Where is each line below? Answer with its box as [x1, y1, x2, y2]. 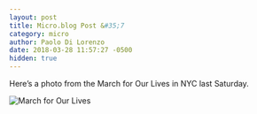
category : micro [9, 29, 69, 38]
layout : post [9, 12, 58, 22]
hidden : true [9, 54, 58, 63]
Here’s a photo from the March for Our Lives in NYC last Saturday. [9, 79, 250, 88]
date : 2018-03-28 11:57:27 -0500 [9, 46, 133, 55]
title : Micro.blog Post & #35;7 [9, 21, 125, 30]
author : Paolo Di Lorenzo [9, 37, 105, 47]
